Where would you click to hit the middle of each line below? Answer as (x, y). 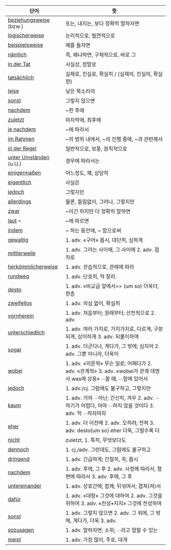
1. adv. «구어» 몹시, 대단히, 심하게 (104, 240)
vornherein (21, 316)
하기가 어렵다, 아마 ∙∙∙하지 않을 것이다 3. (110, 406)
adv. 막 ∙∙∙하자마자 (86, 413)
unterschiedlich (26, 333)
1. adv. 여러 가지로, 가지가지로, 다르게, (109, 329)
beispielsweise (25, 45)
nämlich (17, 54)
